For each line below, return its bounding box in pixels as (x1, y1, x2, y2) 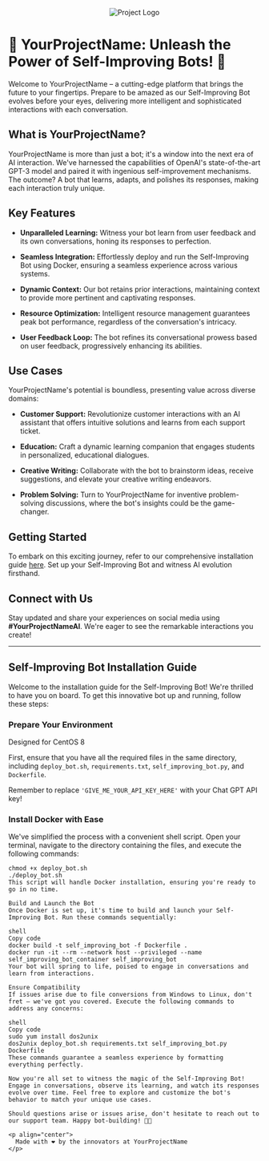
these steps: (8, 699, 50, 708)
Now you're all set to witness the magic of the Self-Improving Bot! (8, 1074, 246, 1083)
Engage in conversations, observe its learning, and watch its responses (8, 1082, 260, 1090)
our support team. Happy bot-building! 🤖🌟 (8, 1117, 152, 1125)
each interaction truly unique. (8, 183, 106, 192)
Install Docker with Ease (8, 814, 104, 825)
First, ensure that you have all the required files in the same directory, (8, 753, 238, 763)
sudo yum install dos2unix (8, 1033, 98, 1041)
